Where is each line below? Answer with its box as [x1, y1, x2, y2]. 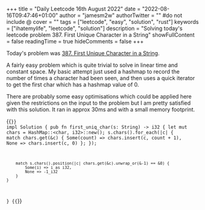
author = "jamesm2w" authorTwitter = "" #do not [59, 12, 182, 19]
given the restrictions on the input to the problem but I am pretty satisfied [6, 99, 191, 107]
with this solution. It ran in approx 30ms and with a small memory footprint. [6, 106, 195, 113]
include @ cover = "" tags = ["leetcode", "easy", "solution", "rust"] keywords [6, 18, 199, 25]
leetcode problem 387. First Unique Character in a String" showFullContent [6, 31, 195, 39]
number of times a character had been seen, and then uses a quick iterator [6, 75, 195, 81]
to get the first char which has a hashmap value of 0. [6, 81, 140, 88]
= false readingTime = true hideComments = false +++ [6, 38, 144, 45]
